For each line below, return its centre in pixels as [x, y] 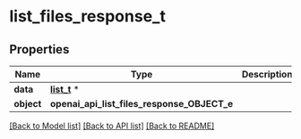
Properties [39, 49]
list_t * [65, 89]
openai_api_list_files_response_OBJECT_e [142, 104]
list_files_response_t [87, 16]
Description [267, 74]
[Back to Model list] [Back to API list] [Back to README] [112, 126]
